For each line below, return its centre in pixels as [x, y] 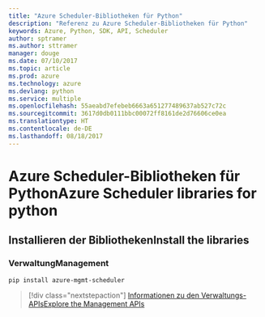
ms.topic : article [39, 69]
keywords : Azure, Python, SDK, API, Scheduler [88, 31]
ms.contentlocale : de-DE [50, 129]
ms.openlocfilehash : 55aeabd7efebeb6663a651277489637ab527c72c [118, 106]
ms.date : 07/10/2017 [43, 61]
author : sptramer [38, 38]
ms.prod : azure [34, 76]
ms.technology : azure [45, 83]
